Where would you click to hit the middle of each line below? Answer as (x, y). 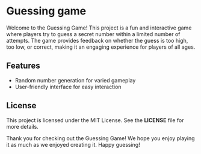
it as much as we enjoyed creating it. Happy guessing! (73, 144)
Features (23, 66)
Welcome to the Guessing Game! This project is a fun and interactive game (99, 28)
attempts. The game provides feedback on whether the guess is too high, (97, 40)
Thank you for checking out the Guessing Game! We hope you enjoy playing (100, 138)
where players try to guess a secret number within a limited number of (93, 34)
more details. (23, 126)
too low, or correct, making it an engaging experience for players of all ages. (101, 47)
